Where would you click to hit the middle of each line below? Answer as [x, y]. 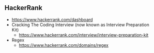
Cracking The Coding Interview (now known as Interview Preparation [80, 25]
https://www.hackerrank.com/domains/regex [63, 45]
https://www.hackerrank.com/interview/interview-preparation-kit [84, 35]
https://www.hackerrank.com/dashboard [52, 19]
